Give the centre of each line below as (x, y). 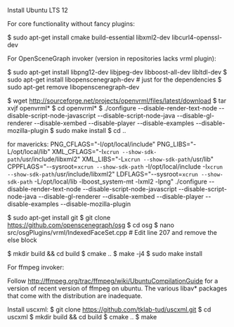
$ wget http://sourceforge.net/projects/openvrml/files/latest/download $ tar (117, 101)
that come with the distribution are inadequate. (75, 296)
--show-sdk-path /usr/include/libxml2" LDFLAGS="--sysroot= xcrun (103, 174)
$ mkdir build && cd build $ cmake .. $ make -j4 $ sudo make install (105, 254)
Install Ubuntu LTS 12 (38, 10)
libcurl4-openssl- (197, 37)
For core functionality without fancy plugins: (71, 24)
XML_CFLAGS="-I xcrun (85, 152)
